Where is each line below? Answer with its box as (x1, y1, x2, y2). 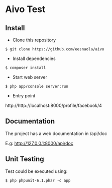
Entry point (12, 93, 36, 99)
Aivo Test (5, 4, 46, 15)
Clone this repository (12, 37, 56, 43)
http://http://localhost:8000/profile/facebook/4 (5, 102, 102, 108)
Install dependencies (12, 55, 56, 61)
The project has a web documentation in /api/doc (5, 130, 107, 137)
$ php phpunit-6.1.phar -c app (5, 178, 71, 183)
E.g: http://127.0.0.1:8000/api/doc (5, 140, 74, 146)
